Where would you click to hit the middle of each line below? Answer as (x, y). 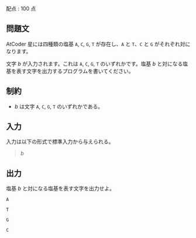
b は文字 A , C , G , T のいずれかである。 (59, 106)
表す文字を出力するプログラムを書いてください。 (75, 71)
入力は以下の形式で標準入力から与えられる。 (60, 142)
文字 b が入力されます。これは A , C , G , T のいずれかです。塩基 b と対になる (94, 64)
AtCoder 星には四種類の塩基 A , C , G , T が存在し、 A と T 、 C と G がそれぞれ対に (98, 44)
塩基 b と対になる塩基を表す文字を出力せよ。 (61, 188)
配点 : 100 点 (21, 8)
